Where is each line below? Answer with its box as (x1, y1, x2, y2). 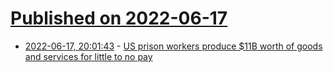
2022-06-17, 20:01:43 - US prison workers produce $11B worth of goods (24, 40, 323, 52)
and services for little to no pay (24, 50, 153, 62)
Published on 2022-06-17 (10, 7, 228, 30)
